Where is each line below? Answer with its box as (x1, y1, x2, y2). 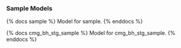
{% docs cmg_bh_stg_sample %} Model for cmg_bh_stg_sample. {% (6, 29, 176, 37)
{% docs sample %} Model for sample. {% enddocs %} (6, 18, 143, 25)
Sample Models (6, 4, 53, 13)
